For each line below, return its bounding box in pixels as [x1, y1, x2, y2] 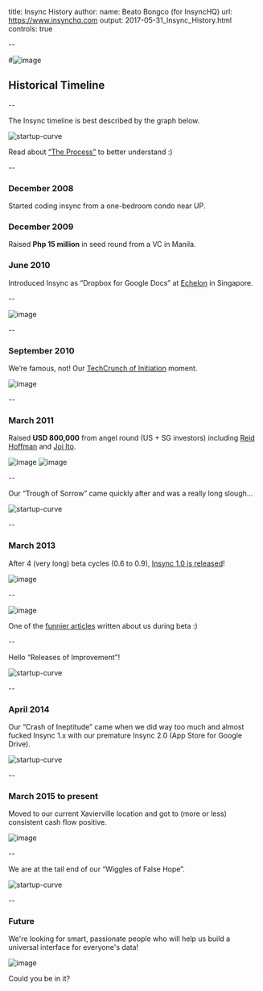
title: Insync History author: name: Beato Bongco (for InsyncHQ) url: [8, 7, 233, 16]
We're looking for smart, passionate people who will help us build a [8, 934, 231, 943]
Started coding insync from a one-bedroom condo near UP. [8, 201, 206, 211]
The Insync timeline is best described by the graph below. [8, 115, 200, 125]
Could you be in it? [8, 974, 71, 984]
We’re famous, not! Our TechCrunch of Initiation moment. [8, 363, 198, 373]
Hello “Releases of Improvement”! [8, 652, 121, 662]
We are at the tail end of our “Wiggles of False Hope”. [8, 864, 185, 874]
